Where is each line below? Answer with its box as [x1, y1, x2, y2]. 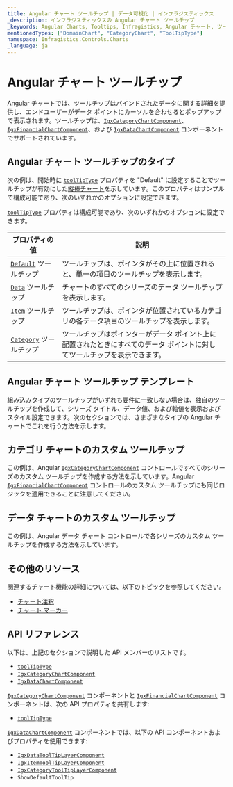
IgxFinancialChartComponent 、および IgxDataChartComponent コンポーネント [7, 124, 224, 133]
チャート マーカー [17, 606, 68, 614]
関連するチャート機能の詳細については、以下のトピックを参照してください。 [7, 583, 225, 591]
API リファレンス [7, 628, 80, 640]
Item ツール [10, 305, 49, 315]
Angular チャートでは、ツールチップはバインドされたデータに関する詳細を [7, 99, 220, 107]
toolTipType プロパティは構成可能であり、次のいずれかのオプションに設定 [7, 208, 219, 216]
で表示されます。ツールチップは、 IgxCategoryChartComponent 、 [7, 116, 188, 124]
